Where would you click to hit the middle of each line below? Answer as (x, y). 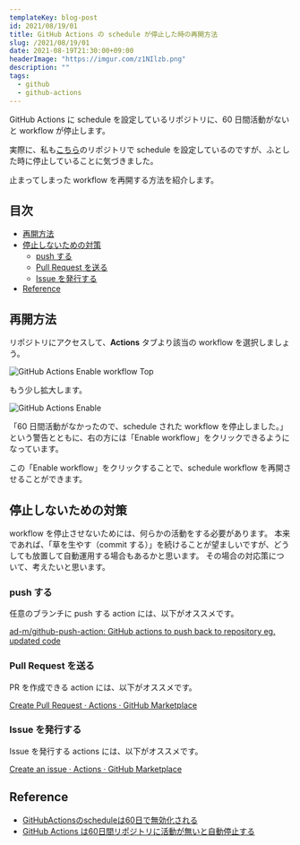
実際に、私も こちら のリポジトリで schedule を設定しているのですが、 (138, 150)
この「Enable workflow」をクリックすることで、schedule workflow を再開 (146, 468)
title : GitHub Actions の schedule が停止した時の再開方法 (113, 34)
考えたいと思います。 (71, 566)
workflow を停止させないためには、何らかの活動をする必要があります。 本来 (150, 533)
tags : (19, 76)
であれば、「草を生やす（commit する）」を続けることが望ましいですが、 (141, 544)
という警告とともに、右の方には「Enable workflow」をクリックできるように (150, 438)
